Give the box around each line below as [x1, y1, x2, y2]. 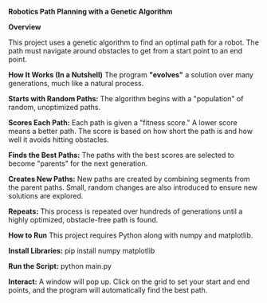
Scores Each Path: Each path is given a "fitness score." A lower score [8, 118, 238, 127]
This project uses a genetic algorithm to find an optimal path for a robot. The [8, 37, 259, 47]
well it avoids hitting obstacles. [8, 135, 109, 144]
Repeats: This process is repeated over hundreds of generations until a [8, 207, 243, 216]
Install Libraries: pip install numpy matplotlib [8, 246, 155, 255]
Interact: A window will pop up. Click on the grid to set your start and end [8, 277, 250, 286]
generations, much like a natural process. [8, 79, 144, 88]
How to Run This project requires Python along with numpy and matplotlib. [8, 230, 253, 240]
